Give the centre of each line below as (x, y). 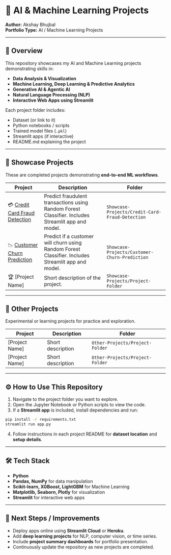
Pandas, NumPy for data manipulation (53, 481)
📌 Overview (24, 51)
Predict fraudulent (66, 196)
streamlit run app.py (28, 424)
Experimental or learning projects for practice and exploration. (70, 321)
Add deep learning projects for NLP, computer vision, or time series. (85, 536)
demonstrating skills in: (30, 68)
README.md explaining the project (49, 141)
